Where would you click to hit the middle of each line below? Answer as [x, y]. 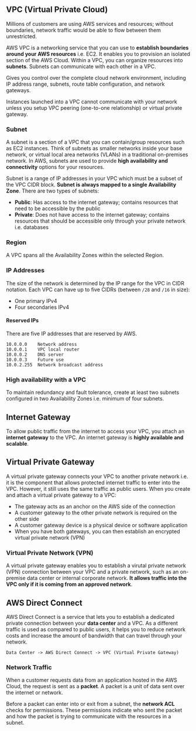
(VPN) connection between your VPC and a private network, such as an [92, 572]
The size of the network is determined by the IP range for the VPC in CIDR [95, 283]
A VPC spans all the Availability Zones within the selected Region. [85, 255]
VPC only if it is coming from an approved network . [69, 584]
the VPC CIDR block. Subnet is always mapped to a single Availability [91, 185]
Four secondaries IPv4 [42, 307]
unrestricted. [21, 36]
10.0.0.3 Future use [35, 360]
